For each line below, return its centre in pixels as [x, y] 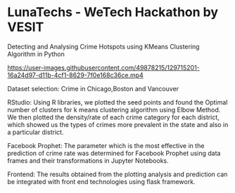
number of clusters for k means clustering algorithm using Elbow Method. [114, 109]
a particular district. [36, 132]
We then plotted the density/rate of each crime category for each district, [113, 117]
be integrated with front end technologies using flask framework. [101, 181]
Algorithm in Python [36, 54]
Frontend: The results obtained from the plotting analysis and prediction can [118, 174]
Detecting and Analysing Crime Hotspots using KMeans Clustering [103, 46]
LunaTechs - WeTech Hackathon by [113, 12]
